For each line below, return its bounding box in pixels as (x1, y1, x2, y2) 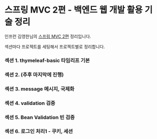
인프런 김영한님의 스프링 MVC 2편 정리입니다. (4, 33, 91, 39)
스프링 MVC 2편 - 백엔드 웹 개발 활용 (4, 4, 143, 15)
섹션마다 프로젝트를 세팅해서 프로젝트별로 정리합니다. (4, 44, 105, 49)
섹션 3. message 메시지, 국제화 (4, 85, 75, 92)
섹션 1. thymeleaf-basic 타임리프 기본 (4, 57, 90, 63)
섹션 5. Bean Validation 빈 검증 (4, 114, 75, 121)
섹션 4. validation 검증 (4, 100, 56, 107)
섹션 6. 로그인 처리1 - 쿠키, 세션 (4, 128, 73, 135)
